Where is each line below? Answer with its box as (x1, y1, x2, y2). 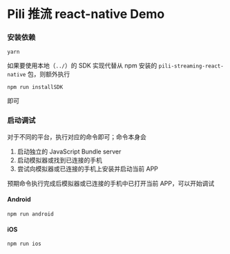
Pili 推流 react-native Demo (7, 6, 165, 22)
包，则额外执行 (27, 70, 70, 78)
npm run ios (7, 240, 41, 248)
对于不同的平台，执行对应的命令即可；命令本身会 (7, 132, 146, 141)
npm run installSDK (7, 84, 64, 91)
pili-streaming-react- (158, 63, 224, 70)
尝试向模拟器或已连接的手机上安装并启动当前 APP (17, 165, 159, 173)
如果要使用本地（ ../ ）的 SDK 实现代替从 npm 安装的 (7, 61, 157, 70)
